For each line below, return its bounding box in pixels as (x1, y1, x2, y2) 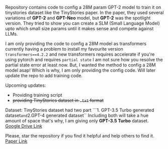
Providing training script (12, 92, 62, 98)
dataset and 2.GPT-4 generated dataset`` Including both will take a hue (5, 112, 149, 118)
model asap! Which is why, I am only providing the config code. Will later (5, 67, 156, 73)
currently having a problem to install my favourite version (5, 46, 123, 52)
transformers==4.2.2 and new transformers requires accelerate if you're (5, 51, 155, 57)
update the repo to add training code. (5, 73, 83, 78)
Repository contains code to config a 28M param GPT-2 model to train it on (5, 5, 161, 10)
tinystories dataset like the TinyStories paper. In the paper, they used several (5, 10, 164, 16)
